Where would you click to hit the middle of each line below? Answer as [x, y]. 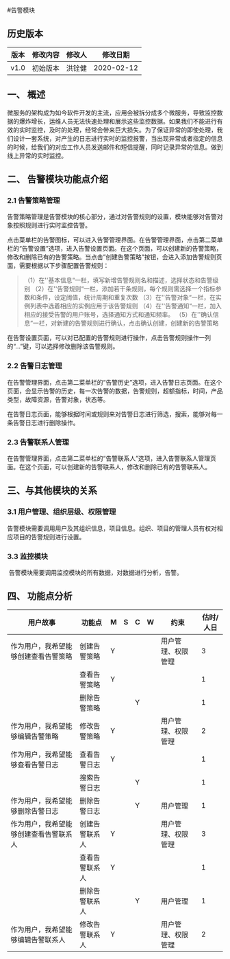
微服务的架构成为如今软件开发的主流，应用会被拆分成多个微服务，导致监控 [112, 113]
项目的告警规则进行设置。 [49, 537]
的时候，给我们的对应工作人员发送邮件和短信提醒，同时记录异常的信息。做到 [115, 147]
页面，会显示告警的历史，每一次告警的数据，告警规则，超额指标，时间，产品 [115, 391]
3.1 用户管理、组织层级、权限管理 [62, 512]
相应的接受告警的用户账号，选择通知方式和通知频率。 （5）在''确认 [118, 315]
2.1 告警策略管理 [34, 200]
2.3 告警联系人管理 [38, 442]
